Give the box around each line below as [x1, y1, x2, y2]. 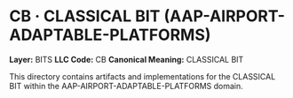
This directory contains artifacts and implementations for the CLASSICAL [9, 71, 276, 81]
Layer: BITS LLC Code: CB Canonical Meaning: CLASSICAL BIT [9, 54, 244, 64]
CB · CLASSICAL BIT [9, 6, 161, 26]
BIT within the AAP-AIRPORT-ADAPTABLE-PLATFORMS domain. [9, 80, 244, 91]
